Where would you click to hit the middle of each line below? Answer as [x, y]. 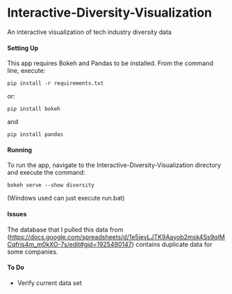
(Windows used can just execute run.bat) [66, 198]
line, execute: [26, 71]
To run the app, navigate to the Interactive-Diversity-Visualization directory [114, 165]
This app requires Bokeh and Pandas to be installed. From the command [110, 63]
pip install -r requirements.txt [56, 84]
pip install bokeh [34, 109]
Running [20, 150]
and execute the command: [46, 173]
